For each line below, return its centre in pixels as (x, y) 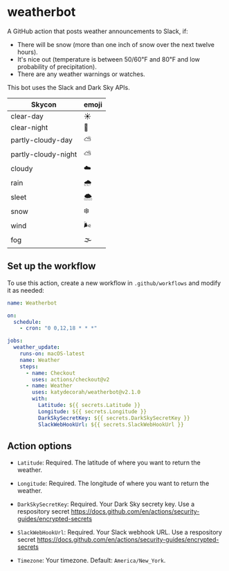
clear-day (27, 116)
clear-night (29, 127)
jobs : (15, 341)
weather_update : (37, 347)
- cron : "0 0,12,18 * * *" (58, 328)
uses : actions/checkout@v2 (71, 379)
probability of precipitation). (57, 66)
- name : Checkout (51, 373)
